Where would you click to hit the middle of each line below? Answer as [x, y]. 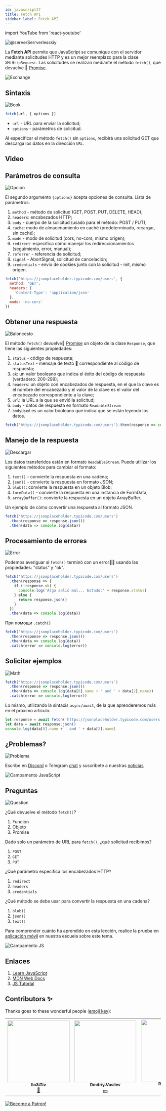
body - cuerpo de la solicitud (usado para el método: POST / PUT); [79, 222]
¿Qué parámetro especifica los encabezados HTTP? [58, 872]
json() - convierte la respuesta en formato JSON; [63, 482]
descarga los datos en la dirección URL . [45, 143]
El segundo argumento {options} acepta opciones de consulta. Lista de [78, 197]
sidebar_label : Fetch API [32, 19]
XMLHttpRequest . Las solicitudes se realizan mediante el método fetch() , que [83, 63]
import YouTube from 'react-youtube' [43, 33]
